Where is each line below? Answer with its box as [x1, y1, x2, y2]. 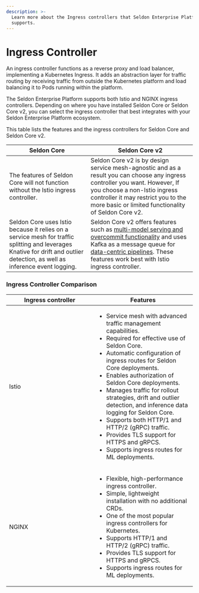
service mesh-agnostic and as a [91, 164, 181, 172]
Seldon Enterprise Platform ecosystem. [6, 114, 102, 122]
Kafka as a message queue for [91, 240, 176, 248]
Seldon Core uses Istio [9, 218, 72, 226]
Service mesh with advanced [106, 311, 187, 320]
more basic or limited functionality [91, 201, 185, 209]
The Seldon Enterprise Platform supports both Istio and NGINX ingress [6, 96, 178, 103]
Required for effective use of [106, 334, 186, 342]
